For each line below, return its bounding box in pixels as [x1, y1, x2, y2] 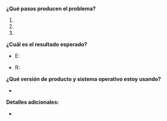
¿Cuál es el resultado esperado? [6, 41, 87, 48]
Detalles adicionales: [6, 98, 59, 106]
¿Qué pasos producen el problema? [6, 5, 96, 12]
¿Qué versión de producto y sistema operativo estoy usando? [6, 76, 162, 82]
